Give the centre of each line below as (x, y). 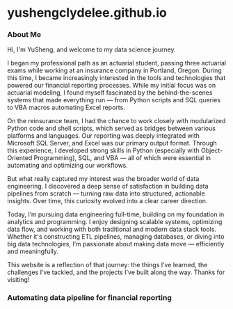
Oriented (20, 158)
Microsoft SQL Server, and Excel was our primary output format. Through (112, 143)
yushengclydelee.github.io (87, 13)
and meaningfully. (33, 251)
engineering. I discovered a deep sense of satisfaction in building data (108, 187)
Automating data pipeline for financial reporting (90, 298)
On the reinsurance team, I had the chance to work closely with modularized (116, 121)
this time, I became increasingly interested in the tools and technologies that (116, 78)
